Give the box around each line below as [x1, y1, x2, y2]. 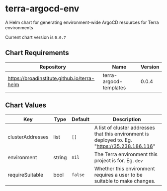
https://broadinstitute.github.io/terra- [7, 75, 95, 82]
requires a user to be [94, 171, 143, 178]
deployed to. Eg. [94, 136, 133, 143]
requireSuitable [7, 171, 44, 178]
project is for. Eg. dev [94, 157, 143, 164]
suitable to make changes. [94, 177, 156, 184]
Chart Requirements [5, 49, 70, 57]
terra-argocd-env [5, 3, 80, 14]
